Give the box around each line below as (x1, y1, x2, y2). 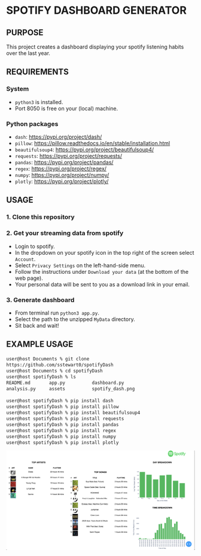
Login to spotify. (14, 243, 55, 250)
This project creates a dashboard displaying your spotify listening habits (6, 43, 184, 50)
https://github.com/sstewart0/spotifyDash (6, 362, 114, 368)
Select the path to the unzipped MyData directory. (14, 315, 136, 323)
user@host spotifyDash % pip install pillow (6, 404, 119, 410)
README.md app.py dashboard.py (6, 380, 124, 386)
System (6, 85, 29, 93)
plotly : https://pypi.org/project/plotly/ (14, 178, 109, 185)
